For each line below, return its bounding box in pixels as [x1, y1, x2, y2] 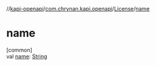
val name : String [6, 53, 48, 60]
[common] [6, 46, 32, 53]
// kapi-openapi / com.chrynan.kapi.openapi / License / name [6, 5, 150, 12]
